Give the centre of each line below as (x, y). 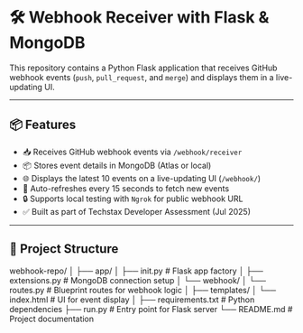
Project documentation (52, 319)
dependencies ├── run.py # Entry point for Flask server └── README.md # (151, 309)
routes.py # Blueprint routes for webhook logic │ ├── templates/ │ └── (143, 290)
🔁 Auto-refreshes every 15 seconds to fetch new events (126, 188)
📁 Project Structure (64, 249)
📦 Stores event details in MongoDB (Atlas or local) (117, 165)
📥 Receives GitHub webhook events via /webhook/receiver (132, 152)
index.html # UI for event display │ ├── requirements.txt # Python (132, 300)
